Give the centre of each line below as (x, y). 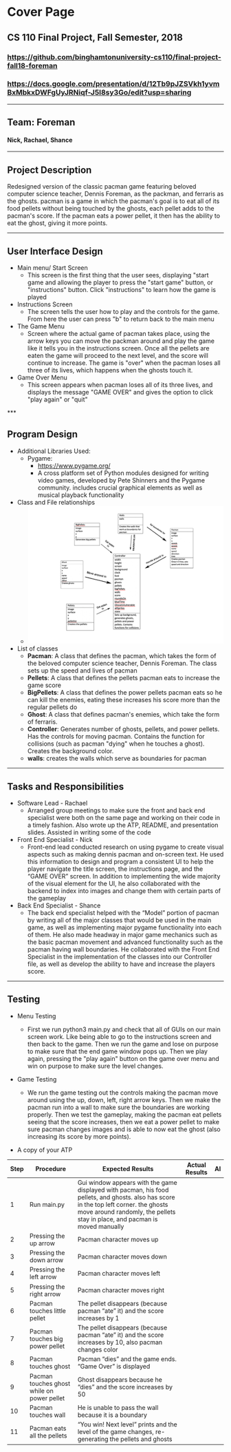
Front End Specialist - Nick (55, 840)
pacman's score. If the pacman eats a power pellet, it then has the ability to (114, 216)
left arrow (43, 1277)
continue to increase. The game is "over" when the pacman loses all (124, 363)
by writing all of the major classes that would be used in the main (119, 920)
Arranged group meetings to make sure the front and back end (116, 810)
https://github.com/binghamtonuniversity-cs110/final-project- (114, 57)
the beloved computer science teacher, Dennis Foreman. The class (122, 663)
